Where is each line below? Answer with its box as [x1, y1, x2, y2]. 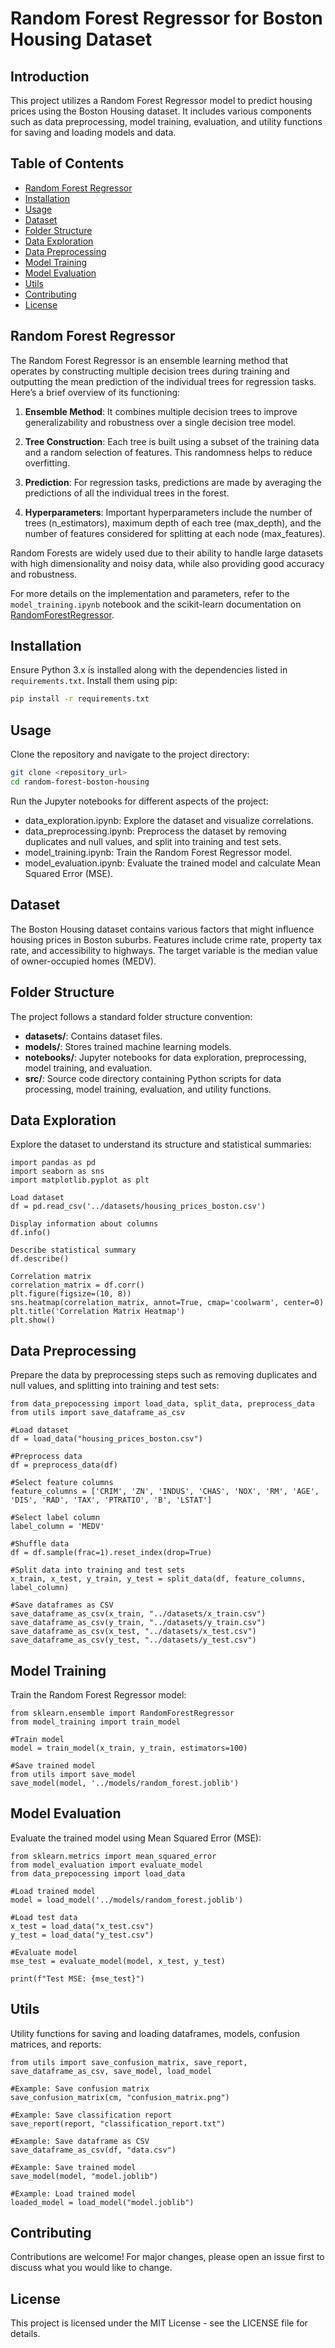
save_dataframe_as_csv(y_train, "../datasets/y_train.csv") [10, 1618, 267, 1628]
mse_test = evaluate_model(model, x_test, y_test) [10, 1956, 226, 1966]
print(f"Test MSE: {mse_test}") [10, 1973, 145, 1984]
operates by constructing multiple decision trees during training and [10, 365, 290, 377]
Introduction [10, 68, 90, 85]
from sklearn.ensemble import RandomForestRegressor [10, 1708, 235, 1718]
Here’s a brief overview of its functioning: [10, 386, 181, 398]
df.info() [10, 1228, 52, 1238]
